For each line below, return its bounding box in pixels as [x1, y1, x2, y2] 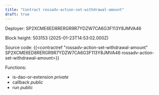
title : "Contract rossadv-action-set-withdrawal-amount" [5, 7, 125, 12]
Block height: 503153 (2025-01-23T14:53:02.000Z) [5, 35, 109, 41]
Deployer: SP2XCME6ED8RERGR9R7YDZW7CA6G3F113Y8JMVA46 [5, 25, 142, 31]
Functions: [5, 64, 27, 70]
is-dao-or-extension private [12, 74, 69, 80]
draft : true [5, 12, 30, 17]
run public [12, 84, 33, 90]
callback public [12, 79, 43, 85]
